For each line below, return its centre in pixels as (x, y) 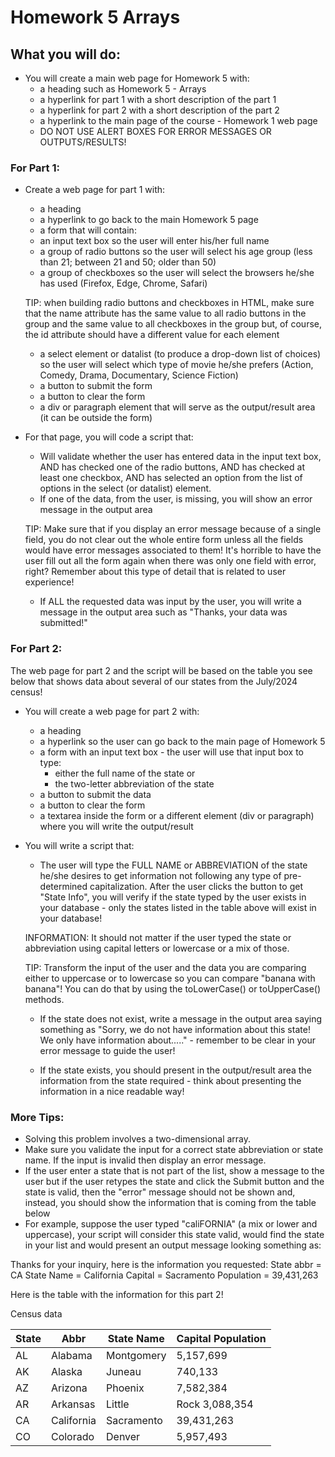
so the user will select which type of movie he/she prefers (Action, (176, 365)
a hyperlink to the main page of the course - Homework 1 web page (178, 120)
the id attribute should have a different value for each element (152, 335)
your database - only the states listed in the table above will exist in (178, 907)
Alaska (66, 1371)
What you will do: (65, 54)
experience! (49, 582)
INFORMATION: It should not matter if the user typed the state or (158, 937)
